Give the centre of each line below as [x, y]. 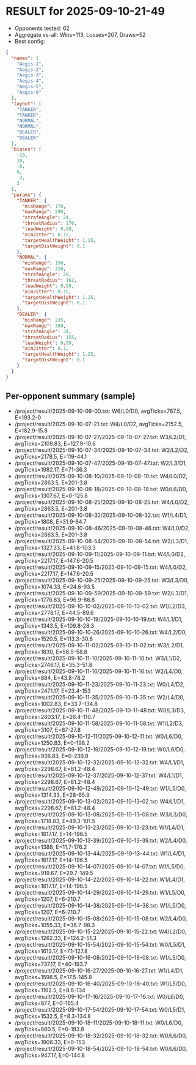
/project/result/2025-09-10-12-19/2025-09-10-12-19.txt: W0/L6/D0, [100, 749]
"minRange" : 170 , [44, 206]
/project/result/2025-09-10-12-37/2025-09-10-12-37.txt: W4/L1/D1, [99, 775]
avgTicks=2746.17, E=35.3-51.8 [53, 664]
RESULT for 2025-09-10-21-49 [85, 11]
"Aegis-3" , [31, 75]
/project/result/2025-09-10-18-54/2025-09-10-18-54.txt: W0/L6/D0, [101, 1048]
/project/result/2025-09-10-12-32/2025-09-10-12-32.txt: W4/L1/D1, [100, 762]
